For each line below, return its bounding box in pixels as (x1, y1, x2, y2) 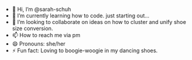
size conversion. (12, 25, 53, 32)
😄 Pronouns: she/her (12, 40, 65, 47)
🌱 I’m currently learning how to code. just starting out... (12, 12, 150, 19)
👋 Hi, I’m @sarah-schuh (12, 6, 71, 13)
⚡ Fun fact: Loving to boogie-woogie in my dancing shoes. (12, 47, 158, 54)
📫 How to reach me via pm (12, 32, 81, 38)
